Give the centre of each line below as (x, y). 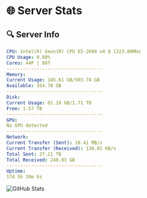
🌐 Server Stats (44, 11)
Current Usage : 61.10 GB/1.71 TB (49, 103)
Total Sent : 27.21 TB (34, 154)
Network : (17, 137)
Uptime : (16, 171)
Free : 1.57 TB (24, 109)
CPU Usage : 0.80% (28, 57)
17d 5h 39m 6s (24, 177)
